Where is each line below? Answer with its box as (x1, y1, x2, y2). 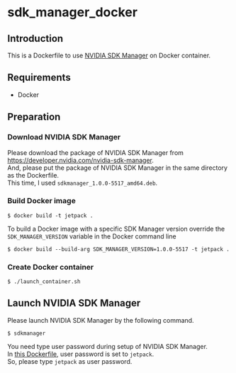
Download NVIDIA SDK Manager (7, 132, 121, 142)
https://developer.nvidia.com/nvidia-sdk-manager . (7, 156, 154, 164)
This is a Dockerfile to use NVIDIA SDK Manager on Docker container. (7, 51, 211, 59)
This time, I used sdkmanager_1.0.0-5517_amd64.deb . (7, 178, 158, 187)
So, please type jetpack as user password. (7, 357, 133, 365)
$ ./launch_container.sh (7, 278, 81, 285)
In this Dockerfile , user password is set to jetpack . (7, 350, 154, 358)
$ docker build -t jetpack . (7, 212, 94, 219)
